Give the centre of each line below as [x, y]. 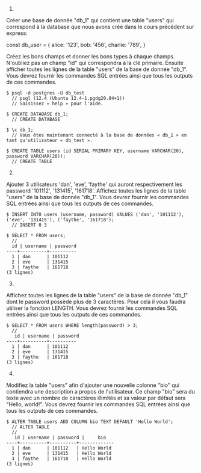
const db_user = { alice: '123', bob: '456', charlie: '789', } [76, 45]
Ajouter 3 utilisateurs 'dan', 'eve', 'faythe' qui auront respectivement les [94, 184]
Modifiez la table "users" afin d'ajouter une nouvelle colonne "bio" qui [93, 385]
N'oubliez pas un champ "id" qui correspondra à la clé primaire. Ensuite [95, 63]
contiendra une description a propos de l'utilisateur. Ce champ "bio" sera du [101, 391]
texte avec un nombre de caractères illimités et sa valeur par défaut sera [96, 398]
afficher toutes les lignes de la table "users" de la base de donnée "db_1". [97, 69]
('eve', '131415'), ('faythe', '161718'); [60, 220]
